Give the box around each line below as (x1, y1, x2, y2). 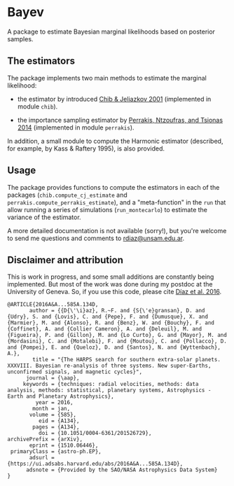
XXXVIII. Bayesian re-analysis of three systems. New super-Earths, (7, 362, 212, 370)
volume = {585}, (29, 411, 77, 419)
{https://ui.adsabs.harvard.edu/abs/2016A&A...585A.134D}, (7, 460, 184, 468)
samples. (7, 34, 34, 43)
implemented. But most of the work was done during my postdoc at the (7, 280, 213, 289)
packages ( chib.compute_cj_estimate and (7, 190, 128, 199)
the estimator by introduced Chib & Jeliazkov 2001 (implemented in (17, 95, 212, 103)
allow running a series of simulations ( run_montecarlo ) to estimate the (7, 205, 208, 214)
